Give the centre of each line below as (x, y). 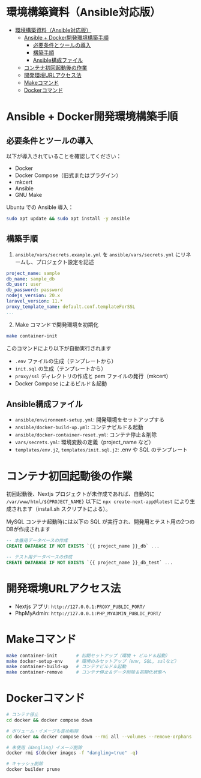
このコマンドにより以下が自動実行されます (59, 348)
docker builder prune (33, 770)
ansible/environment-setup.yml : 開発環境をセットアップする (90, 420)
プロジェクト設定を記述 (65, 262)
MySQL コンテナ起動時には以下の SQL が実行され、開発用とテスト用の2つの (100, 522)
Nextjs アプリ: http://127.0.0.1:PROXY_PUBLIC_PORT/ (80, 606)
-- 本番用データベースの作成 (37, 541)
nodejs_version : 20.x (33, 296)
